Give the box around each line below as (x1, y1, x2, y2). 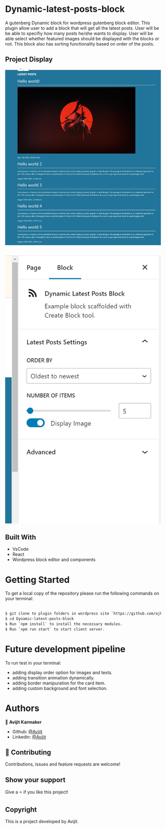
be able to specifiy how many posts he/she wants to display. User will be (5, 30, 153, 36)
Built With (5, 533, 36, 541)
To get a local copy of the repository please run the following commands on (5, 590, 160, 596)
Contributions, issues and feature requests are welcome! (5, 761, 121, 767)
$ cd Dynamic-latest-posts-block (5, 617, 74, 622)
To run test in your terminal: (5, 660, 61, 666)
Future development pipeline (5, 643, 126, 655)
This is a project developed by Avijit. (5, 818, 79, 824)
